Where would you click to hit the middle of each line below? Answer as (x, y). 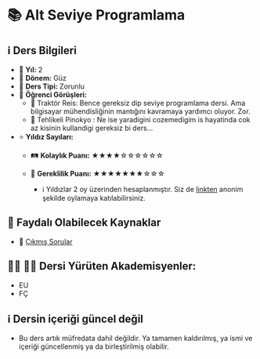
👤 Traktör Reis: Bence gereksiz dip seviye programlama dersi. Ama (138, 103)
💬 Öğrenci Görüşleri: (53, 94)
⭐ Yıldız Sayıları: (46, 137)
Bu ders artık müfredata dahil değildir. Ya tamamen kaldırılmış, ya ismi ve (135, 339)
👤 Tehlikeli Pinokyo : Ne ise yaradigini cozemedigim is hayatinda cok (141, 120)
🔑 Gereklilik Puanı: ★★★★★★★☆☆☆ (97, 174)
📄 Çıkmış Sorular (45, 241)
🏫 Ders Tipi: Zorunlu (52, 86)
